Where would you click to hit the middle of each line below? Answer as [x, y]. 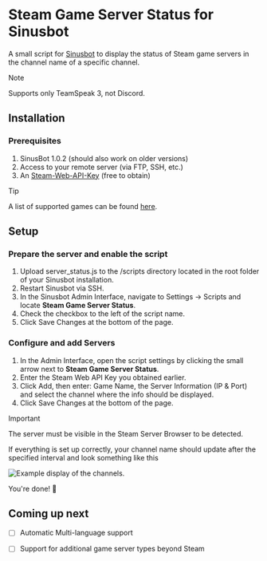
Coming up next [49, 514]
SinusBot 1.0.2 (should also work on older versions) [104, 158]
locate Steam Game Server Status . [78, 306]
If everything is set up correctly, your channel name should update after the [132, 449]
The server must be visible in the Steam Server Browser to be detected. [126, 433]
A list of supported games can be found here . [83, 206]
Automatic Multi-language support [76, 533]
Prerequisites [35, 141]
